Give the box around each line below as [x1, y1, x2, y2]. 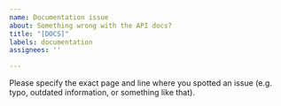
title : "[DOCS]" [9, 29, 69, 38]
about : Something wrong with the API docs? [9, 21, 173, 30]
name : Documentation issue [9, 12, 109, 22]
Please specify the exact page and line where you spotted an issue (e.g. [9, 78, 273, 88]
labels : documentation [9, 37, 93, 47]
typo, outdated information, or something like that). [9, 87, 195, 98]
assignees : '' [9, 46, 62, 55]
